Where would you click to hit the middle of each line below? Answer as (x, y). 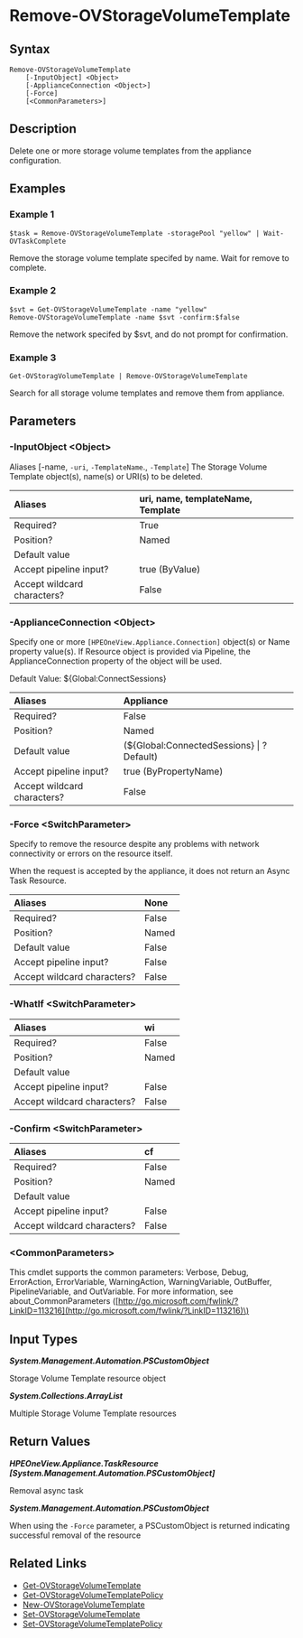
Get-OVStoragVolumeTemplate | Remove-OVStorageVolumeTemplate (129, 377)
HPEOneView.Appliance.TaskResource (84, 1463)
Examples (37, 189)
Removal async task (46, 1490)
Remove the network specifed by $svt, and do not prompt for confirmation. (149, 334)
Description (43, 129)
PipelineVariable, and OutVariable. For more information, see (121, 1291)
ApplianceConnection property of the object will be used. (116, 661)
